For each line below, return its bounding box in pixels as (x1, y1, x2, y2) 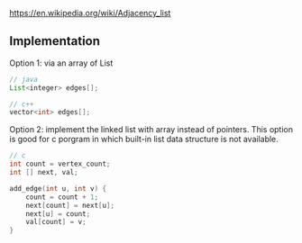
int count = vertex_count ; (9, 159, 111, 169)
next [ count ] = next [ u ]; (25, 201, 115, 210)
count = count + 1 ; (25, 193, 99, 202)
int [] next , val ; (9, 168, 78, 177)
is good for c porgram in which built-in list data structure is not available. (9, 134, 279, 145)
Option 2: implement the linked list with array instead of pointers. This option (9, 124, 294, 135)
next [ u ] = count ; (25, 209, 91, 219)
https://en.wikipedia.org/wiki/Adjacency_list (9, 8, 171, 18)
